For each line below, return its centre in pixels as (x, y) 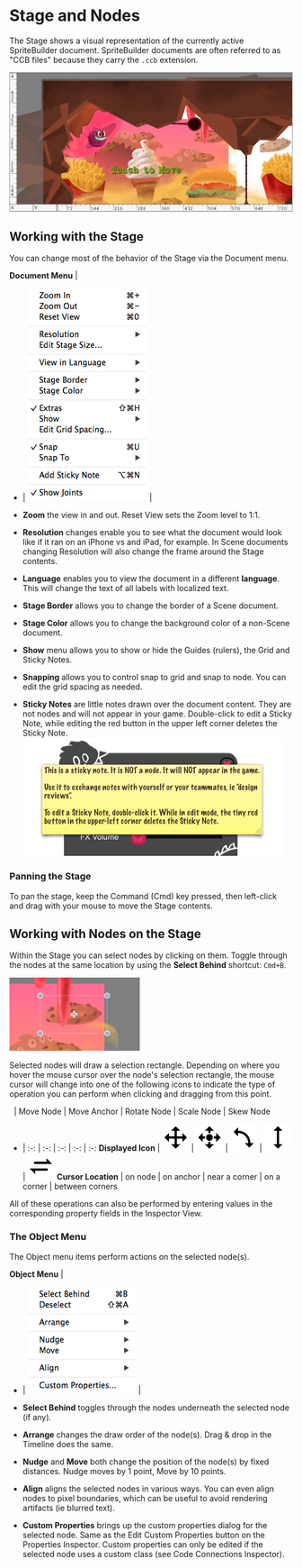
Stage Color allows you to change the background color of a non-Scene (156, 624)
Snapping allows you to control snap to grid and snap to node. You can (154, 678)
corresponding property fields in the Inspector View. (106, 1214)
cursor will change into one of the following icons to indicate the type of (142, 1085)
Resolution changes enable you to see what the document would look (152, 533)
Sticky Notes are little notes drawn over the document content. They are (157, 705)
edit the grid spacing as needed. (82, 687)
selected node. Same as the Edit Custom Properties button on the (143, 1535)
